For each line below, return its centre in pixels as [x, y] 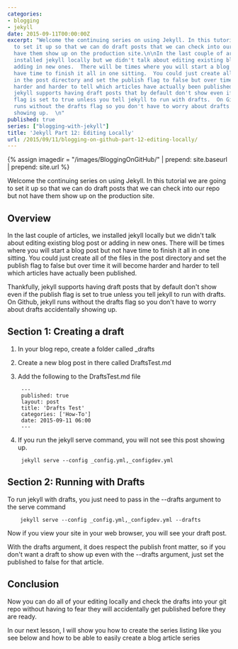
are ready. [22, 616]
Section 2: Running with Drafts [76, 482]
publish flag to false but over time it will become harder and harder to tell [113, 266]
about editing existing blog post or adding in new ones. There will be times [116, 243]
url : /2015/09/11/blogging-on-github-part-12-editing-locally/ [103, 139]
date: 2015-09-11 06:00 [56, 420]
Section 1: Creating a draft [66, 332]
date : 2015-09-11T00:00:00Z [49, 34]
